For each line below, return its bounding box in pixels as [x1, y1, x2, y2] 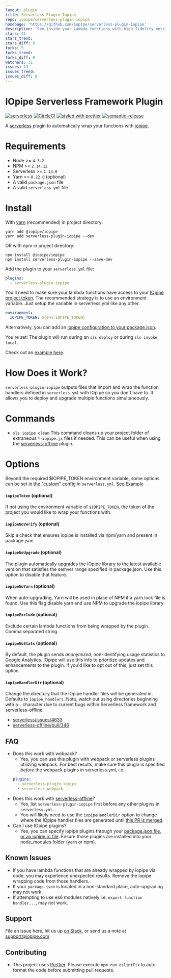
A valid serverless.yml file [12, 184, 68, 190]
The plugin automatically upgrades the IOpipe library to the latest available [5, 561, 161, 567]
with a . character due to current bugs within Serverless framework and [5, 701, 156, 708]
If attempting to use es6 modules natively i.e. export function [12, 894, 142, 900]
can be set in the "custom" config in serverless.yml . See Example [5, 481, 144, 487]
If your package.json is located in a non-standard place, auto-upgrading [12, 883, 163, 889]
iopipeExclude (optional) [5, 612, 58, 618]
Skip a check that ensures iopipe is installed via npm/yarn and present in [5, 532, 158, 538]
